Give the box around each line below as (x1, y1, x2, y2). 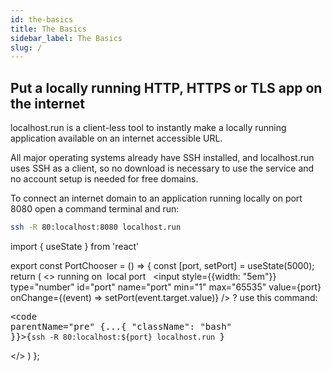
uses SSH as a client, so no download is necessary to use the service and (10, 162, 315, 175)
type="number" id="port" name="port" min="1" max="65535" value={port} (10, 281, 322, 293)
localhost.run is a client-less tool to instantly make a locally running (10, 122, 287, 134)
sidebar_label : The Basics (10, 33, 123, 43)
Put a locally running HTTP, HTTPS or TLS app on (10, 79, 323, 96)
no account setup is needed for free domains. (10, 173, 199, 185)
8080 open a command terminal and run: (10, 203, 180, 215)
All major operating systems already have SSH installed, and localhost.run (10, 152, 315, 164)
